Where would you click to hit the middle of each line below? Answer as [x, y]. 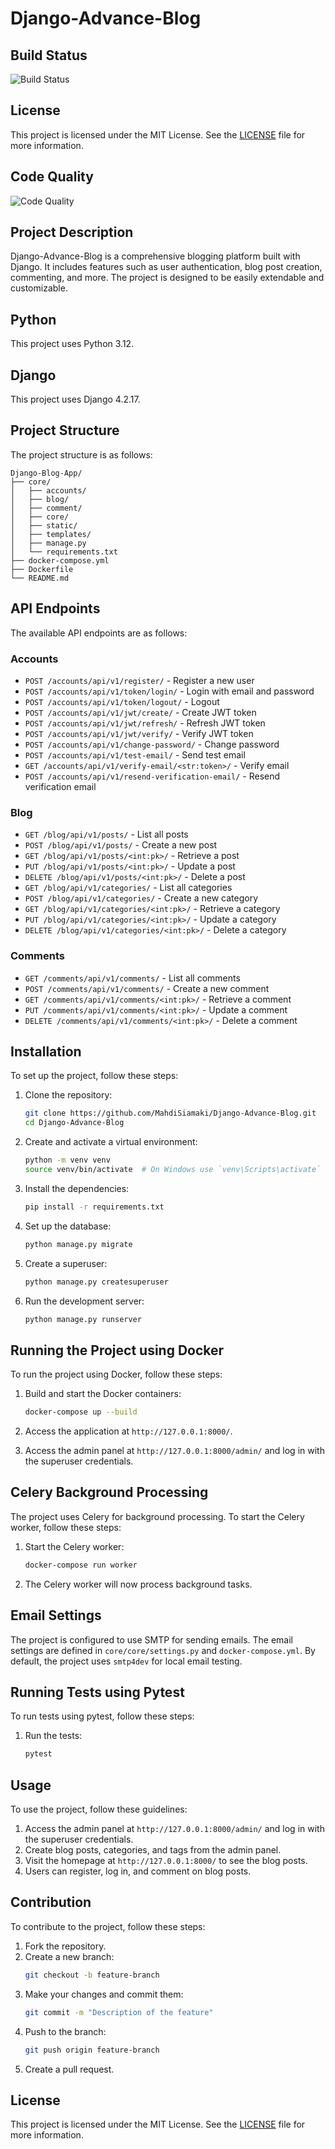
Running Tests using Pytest [97, 1692]
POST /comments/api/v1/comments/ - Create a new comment [147, 988]
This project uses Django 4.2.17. [75, 399]
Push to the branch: [65, 2031]
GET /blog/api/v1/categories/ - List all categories [128, 888]
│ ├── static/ [44, 525]
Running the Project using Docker [117, 1350]
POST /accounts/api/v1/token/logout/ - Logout [122, 701]
